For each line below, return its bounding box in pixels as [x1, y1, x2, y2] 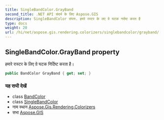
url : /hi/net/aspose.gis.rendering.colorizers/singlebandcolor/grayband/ [5, 30, 160, 35]
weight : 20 [5, 25, 27, 30]
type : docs [5, 21, 27, 26]
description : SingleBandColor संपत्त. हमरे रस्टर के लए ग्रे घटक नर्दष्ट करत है [5, 16, 141, 21]
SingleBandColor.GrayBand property [5, 48, 120, 56]
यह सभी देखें [5, 82, 27, 89]
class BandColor [12, 94, 46, 99]
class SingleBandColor [12, 98, 58, 104]
